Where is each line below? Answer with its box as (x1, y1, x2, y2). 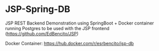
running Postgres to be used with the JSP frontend (5, 25, 110, 31)
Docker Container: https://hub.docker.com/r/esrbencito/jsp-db (5, 40, 134, 46)
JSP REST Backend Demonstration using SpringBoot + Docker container (5, 20, 154, 26)
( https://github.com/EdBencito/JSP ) (5, 30, 79, 36)
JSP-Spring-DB (5, 3, 70, 15)
